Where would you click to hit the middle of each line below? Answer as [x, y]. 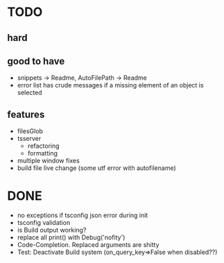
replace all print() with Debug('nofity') [71, 237]
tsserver [29, 139]
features [26, 114]
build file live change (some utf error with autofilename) [97, 168]
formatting [42, 153]
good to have [36, 61]
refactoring [44, 146]
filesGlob [30, 131]
